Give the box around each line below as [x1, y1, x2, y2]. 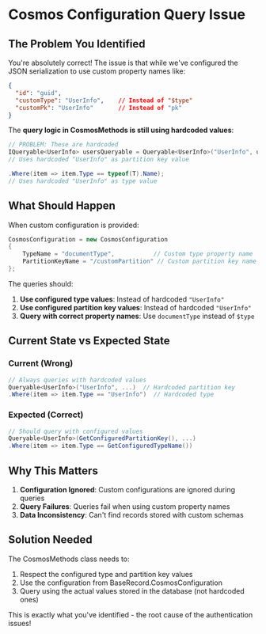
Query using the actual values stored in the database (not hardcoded [19, 586, 245, 595]
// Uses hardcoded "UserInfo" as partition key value [8, 156, 190, 164]
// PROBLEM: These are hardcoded [8, 141, 119, 149]
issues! [8, 618, 32, 628]
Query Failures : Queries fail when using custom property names [19, 501, 230, 511]
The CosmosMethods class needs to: [8, 554, 130, 564]
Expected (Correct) [8, 409, 84, 420]
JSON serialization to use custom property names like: [8, 66, 186, 76]
